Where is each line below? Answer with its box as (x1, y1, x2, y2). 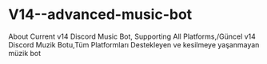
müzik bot (8, 48, 42, 58)
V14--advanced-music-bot (8, 6, 193, 24)
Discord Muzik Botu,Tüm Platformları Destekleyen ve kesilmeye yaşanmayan (8, 40, 260, 49)
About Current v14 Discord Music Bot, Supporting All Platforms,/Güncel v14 (8, 32, 256, 41)
